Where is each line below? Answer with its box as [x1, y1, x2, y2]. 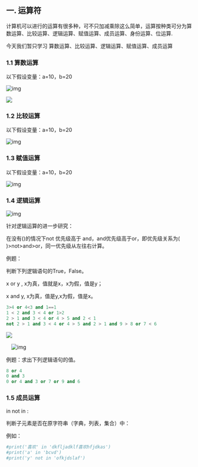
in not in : [6, 407, 29, 415]
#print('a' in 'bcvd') [6, 450, 62, 456]
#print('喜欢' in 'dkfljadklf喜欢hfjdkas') [6, 444, 111, 450]
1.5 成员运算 [6, 394, 40, 402]
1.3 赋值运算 [6, 154, 41, 163]
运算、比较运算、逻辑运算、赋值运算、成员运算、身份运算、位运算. [11, 30, 173, 37]
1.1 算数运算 [6, 59, 39, 67]
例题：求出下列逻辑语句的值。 [6, 356, 78, 363]
